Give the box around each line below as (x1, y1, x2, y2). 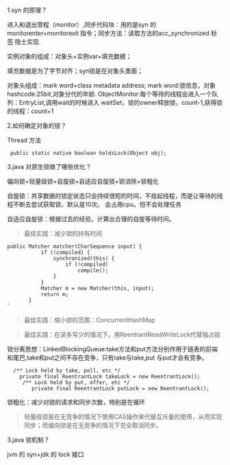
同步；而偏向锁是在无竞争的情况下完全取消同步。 (23, 421, 162, 429)
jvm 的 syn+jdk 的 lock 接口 (7, 451, 84, 458)
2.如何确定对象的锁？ (7, 122, 67, 129)
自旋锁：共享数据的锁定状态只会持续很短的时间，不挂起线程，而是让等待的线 (7, 192, 223, 200)
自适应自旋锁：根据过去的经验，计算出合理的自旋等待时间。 (7, 215, 175, 223)
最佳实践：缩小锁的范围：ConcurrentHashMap (23, 316, 155, 324)
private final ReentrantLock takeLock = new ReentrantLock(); (19, 373, 201, 380)
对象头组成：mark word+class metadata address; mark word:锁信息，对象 (7, 81, 216, 89)
